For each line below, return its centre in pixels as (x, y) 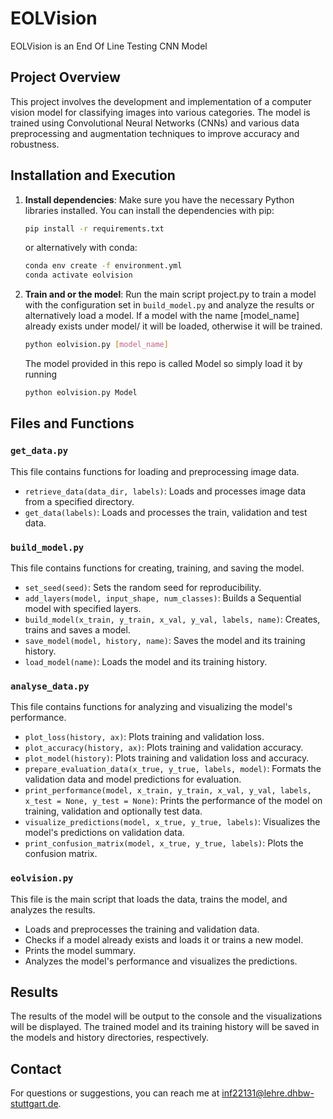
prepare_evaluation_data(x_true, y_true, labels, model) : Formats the (173, 769)
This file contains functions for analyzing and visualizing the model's (151, 707)
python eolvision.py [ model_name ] (96, 345)
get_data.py (39, 451)
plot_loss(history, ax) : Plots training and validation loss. (144, 737)
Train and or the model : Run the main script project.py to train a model (170, 294)
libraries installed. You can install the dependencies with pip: (149, 210)
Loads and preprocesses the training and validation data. (142, 929)
